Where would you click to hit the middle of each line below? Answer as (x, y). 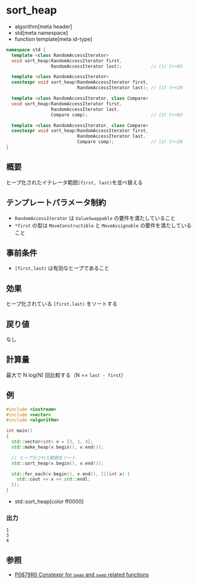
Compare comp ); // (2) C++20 (130, 142)
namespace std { (26, 50)
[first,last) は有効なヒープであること (62, 268)
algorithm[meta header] (43, 26)
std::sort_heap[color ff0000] (49, 501)
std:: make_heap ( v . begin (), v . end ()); (58, 447)
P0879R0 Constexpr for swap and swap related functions (81, 575)
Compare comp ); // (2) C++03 (117, 115)
